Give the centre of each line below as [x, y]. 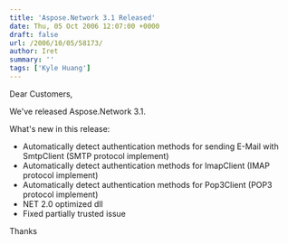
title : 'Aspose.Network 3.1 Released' [82, 18]
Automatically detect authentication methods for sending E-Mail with [150, 146]
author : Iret [34, 52]
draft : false [34, 34]
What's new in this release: [60, 128]
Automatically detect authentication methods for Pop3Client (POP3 [147, 184]
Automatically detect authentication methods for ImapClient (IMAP [146, 165]
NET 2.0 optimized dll [62, 203]
